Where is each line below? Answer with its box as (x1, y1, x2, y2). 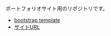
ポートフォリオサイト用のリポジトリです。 (5, 5, 108, 12)
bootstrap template (14, 17, 60, 23)
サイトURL (14, 24, 41, 30)
